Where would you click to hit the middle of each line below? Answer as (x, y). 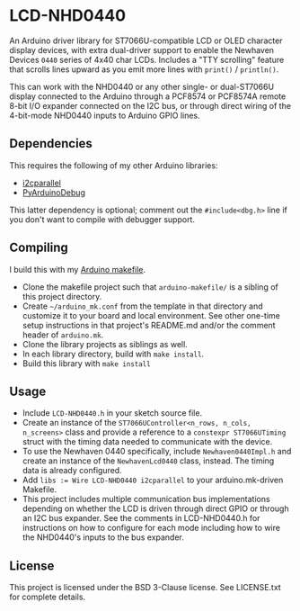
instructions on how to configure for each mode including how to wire (151, 528)
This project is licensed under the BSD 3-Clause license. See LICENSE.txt (145, 588)
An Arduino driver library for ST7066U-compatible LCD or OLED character (146, 40)
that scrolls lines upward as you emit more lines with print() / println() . (144, 69)
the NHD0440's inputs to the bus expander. (103, 537)
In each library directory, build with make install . (113, 354)
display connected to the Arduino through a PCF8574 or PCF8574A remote (148, 96)
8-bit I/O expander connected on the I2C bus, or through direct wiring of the (150, 105)
